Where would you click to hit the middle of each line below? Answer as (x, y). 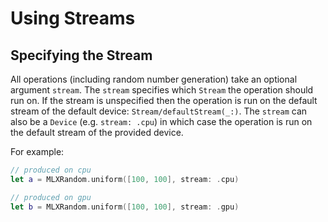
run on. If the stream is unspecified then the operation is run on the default (164, 100)
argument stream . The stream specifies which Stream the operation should (162, 90)
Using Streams (73, 18)
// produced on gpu (51, 197)
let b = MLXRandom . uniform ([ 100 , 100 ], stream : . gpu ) (125, 207)
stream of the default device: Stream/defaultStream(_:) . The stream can (159, 111)
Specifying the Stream (81, 55)
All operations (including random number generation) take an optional (154, 79)
